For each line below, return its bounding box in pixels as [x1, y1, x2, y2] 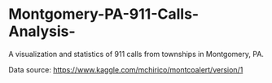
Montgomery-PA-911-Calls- [8, 5, 200, 24]
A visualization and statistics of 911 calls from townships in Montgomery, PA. [8, 49, 265, 59]
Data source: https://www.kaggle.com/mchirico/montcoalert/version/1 [8, 64, 243, 74]
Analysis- [8, 22, 76, 41]
